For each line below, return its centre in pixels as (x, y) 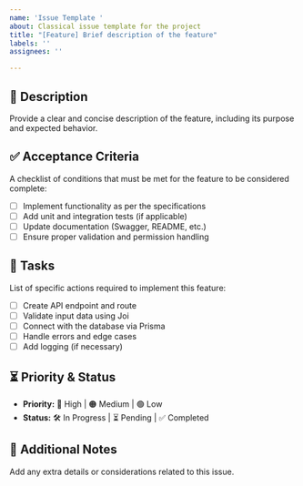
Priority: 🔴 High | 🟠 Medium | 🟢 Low (92, 404)
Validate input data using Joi (76, 316)
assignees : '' (36, 52)
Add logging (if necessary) (72, 347)
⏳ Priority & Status (63, 377)
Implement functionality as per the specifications (114, 206)
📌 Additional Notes (63, 450)
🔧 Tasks (32, 266)
